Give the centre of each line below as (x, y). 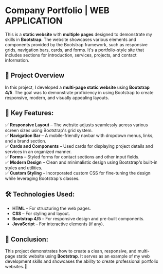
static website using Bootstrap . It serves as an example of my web (83, 256)
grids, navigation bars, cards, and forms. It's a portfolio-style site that (75, 50)
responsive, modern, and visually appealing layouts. (57, 98)
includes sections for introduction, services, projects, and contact (71, 55)
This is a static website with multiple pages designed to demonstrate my (79, 34)
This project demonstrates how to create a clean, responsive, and (71, 251)
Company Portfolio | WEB (57, 10)
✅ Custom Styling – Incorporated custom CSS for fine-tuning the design (78, 173)
